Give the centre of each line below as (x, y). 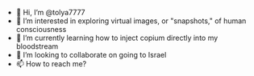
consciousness (41, 29)
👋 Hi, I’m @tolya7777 (50, 12)
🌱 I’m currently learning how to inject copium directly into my (117, 38)
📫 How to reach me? (51, 64)
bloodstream (37, 46)
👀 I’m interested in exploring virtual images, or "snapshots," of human (131, 21)
